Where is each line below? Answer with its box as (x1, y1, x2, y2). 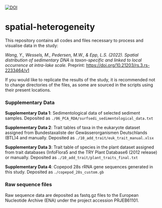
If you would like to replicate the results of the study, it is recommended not (5, 76, 156, 82)
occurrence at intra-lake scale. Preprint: (5, 62, 86, 68)
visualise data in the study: (5, 43, 59, 48)
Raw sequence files (5, 181, 52, 188)
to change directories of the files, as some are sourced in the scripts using (5, 82, 153, 88)
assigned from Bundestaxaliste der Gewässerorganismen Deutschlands (5, 130, 147, 135)
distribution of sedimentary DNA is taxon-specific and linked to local (5, 57, 142, 63)
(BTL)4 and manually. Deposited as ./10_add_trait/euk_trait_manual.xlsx (5, 135, 154, 141)
